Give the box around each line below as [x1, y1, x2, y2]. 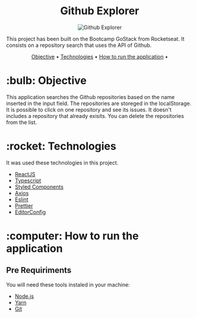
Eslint [14, 196, 28, 203]
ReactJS [14, 170, 36, 177]
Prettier [14, 202, 33, 209]
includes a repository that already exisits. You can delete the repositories [6, 112, 185, 119]
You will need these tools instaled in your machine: [6, 281, 131, 288]
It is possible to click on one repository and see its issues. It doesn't [6, 106, 172, 113]
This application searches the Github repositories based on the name [6, 93, 175, 100]
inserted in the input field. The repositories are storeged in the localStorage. [6, 100, 192, 107]
